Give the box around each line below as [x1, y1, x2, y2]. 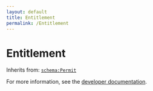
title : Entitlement [6, 15, 56, 21]
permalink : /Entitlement [6, 20, 69, 26]
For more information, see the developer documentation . [6, 78, 147, 86]
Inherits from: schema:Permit [6, 66, 77, 73]
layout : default [6, 8, 47, 15]
